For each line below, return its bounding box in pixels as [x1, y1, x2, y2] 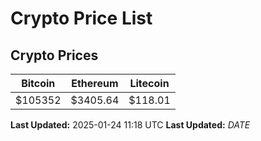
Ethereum [71, 77, 119, 90]
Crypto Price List [10, 7, 153, 30]
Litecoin [129, 77, 170, 90]
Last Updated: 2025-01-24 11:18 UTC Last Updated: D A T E [10, 119, 251, 131]
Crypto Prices [10, 47, 99, 64]
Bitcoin [21, 77, 56, 90]
